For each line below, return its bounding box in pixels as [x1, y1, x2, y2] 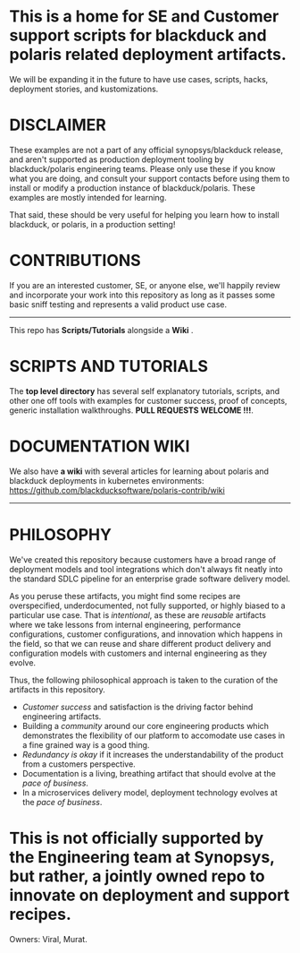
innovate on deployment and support [9, 885, 290, 906]
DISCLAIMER [9, 115, 107, 135]
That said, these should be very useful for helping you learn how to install [9, 209, 279, 220]
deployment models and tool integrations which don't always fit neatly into [9, 563, 283, 574]
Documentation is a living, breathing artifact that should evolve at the [21, 768, 277, 778]
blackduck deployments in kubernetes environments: [9, 475, 204, 485]
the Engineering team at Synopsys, [9, 846, 275, 867]
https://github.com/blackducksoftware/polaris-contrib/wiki [9, 485, 225, 495]
